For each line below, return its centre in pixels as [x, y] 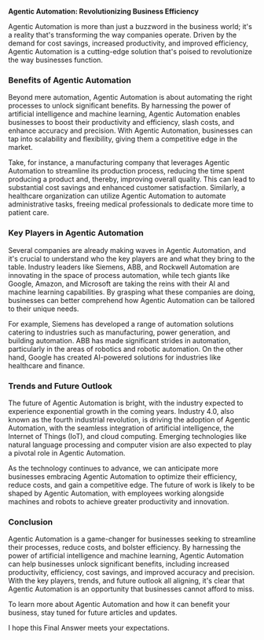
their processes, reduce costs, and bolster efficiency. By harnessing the [125, 547]
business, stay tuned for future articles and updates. [93, 613]
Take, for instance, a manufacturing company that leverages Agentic [119, 163]
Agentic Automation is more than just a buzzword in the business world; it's [130, 26]
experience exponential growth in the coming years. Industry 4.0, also [121, 411]
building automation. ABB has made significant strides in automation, [119, 340]
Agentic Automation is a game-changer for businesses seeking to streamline [132, 539]
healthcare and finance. [46, 365]
